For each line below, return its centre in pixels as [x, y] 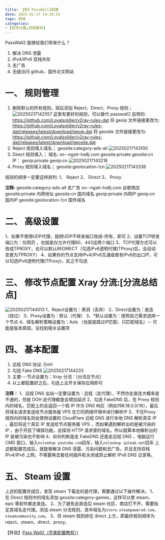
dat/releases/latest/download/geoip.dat [52, 132]
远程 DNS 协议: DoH [32, 364]
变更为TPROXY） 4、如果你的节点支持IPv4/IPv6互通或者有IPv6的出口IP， [79, 255]
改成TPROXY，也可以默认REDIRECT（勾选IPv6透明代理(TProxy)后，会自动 [81, 249]
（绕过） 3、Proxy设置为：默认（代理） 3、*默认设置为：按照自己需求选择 [80, 315]
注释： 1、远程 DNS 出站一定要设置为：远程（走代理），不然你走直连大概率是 [82, 393]
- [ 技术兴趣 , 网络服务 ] [25, 28]
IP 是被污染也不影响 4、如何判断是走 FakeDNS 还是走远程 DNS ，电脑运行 [80, 436]
